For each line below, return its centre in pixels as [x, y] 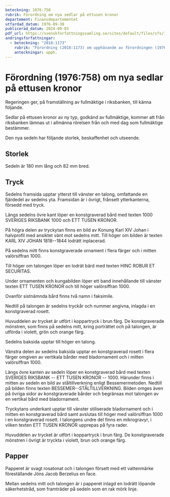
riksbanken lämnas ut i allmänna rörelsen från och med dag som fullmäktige [84, 123]
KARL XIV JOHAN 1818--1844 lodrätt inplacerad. [56, 241]
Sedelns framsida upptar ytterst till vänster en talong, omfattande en [76, 194]
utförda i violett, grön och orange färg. [45, 332]
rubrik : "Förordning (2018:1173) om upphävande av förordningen [83, 48]
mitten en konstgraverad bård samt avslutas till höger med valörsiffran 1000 [84, 414]
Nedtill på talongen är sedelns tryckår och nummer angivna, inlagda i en [80, 306]
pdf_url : [14, 33]
